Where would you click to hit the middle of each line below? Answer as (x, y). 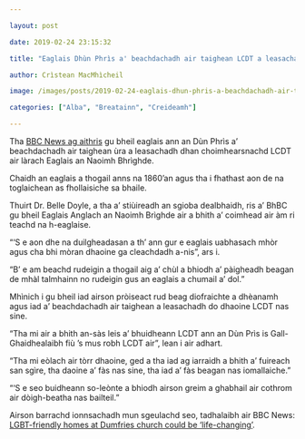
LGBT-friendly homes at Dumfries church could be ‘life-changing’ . (133, 424)
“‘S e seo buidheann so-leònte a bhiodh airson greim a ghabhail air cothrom (151, 388)
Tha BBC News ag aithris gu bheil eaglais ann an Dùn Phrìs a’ (124, 141)
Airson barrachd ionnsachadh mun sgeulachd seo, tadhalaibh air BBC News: (152, 415)
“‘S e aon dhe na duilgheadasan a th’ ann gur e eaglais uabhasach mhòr (144, 242)
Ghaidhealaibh (36, 343)
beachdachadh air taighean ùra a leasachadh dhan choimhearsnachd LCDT (151, 151)
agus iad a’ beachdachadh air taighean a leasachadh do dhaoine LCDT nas (149, 306)
